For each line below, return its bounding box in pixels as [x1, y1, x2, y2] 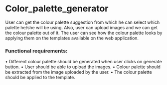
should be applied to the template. [5, 75, 76, 81]
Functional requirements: [5, 47, 68, 54]
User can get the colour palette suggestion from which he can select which [5, 19, 160, 25]
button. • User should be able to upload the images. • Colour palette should [5, 64, 161, 70]
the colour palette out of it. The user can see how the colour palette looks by [5, 30, 163, 36]
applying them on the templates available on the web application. [5, 35, 139, 41]
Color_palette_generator [5, 3, 109, 14]
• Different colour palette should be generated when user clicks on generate [5, 59, 162, 65]
